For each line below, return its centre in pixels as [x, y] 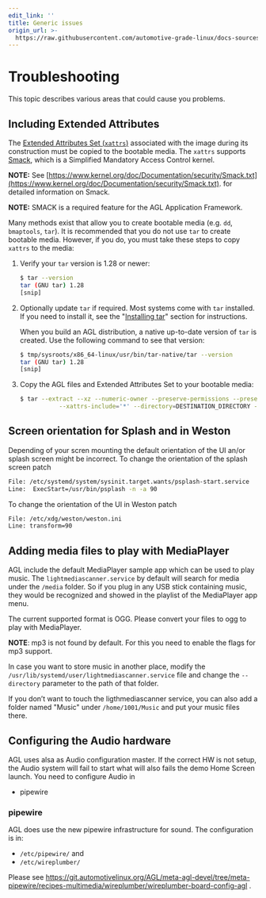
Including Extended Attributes [84, 124]
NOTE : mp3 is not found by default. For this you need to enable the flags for [132, 643]
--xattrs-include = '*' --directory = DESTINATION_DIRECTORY [155, 407]
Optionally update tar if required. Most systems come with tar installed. [137, 308]
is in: [16, 839]
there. [18, 716]
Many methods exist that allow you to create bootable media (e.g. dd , [121, 223]
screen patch [30, 467]
